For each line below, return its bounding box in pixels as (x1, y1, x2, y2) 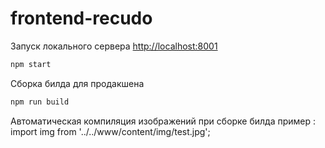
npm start (10, 59, 52, 69)
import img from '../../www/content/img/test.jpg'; (10, 125, 211, 137)
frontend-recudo (10, 7, 153, 30)
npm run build (10, 97, 70, 107)
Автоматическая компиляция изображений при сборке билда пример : (10, 115, 317, 127)
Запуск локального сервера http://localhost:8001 (10, 40, 218, 52)
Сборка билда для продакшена (10, 77, 145, 89)
